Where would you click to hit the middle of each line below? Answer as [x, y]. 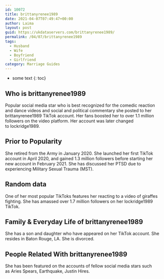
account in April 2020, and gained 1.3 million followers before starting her [79, 158]
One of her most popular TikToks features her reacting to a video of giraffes [82, 196]
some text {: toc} [29, 78]
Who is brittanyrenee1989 [46, 93]
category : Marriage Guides [33, 64]
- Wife [16, 50]
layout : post [18, 28]
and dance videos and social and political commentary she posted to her [78, 110]
